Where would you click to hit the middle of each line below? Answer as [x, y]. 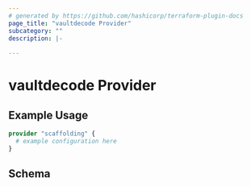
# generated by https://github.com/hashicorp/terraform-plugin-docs [126, 16]
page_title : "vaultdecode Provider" [70, 23]
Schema [29, 174]
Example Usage [48, 115]
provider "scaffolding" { [52, 134]
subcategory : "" [36, 31]
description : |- [36, 38]
